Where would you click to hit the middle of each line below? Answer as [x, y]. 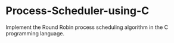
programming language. [35, 33]
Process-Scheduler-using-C [77, 11]
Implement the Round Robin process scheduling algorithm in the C [87, 27]
